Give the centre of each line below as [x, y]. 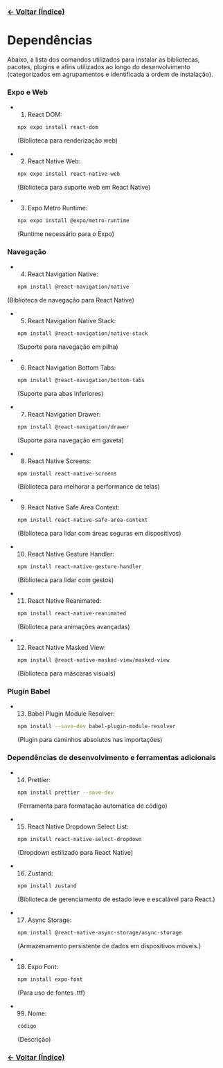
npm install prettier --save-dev [65, 793]
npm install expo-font [50, 979]
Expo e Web [28, 92]
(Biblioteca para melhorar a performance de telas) [89, 487]
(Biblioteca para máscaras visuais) [66, 673]
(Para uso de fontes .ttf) [51, 993]
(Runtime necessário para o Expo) [66, 234]
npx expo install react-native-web [69, 174]
